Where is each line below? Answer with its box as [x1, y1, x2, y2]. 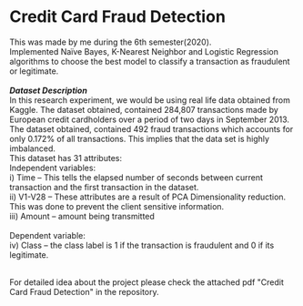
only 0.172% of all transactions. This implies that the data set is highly [9, 133, 270, 144]
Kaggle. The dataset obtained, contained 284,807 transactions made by [9, 104, 279, 115]
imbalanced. [9, 143, 56, 154]
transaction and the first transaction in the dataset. [9, 181, 199, 192]
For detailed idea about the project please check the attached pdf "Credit [9, 276, 285, 288]
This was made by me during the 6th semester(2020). [9, 36, 212, 47]
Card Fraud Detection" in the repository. [9, 286, 159, 297]
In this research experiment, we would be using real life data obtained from [9, 94, 291, 106]
